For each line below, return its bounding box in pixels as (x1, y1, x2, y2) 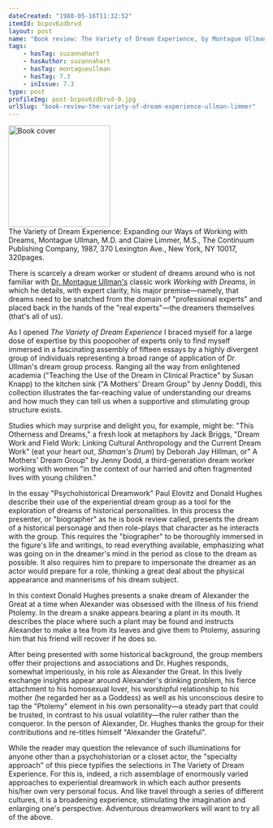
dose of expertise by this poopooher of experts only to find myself (8, 336, 231, 346)
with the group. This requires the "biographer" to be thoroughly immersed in (8, 532, 264, 542)
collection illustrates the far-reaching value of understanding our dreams (8, 388, 252, 398)
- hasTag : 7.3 (23, 72, 71, 81)
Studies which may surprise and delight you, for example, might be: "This (8, 421, 254, 431)
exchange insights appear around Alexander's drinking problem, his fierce (8, 676, 257, 686)
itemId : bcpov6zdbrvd (8, 20, 82, 28)
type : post (8, 87, 45, 96)
